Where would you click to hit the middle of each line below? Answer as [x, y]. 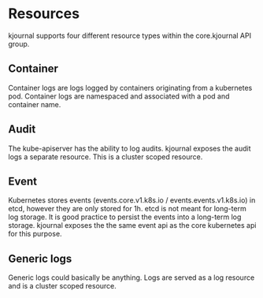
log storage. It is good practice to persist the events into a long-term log [125, 217]
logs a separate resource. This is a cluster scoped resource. [106, 156]
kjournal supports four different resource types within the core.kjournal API [130, 35]
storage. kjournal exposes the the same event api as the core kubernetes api [132, 225]
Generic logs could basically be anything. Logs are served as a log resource [131, 278]
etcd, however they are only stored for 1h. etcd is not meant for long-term [127, 209]
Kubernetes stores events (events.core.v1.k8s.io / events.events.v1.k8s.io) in [132, 200]
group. [19, 43]
